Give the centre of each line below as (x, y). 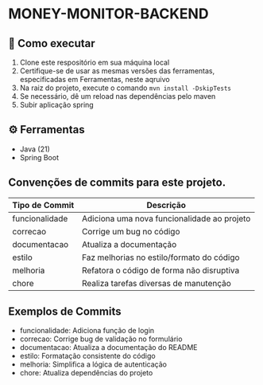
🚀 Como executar (52, 43)
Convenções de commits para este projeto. (117, 183)
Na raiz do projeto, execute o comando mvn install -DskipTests (126, 88)
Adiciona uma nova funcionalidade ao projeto (166, 218)
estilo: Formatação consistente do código (88, 356)
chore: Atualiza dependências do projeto (86, 373)
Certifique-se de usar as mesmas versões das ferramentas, (117, 71)
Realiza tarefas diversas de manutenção (157, 283)
